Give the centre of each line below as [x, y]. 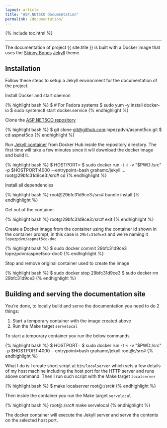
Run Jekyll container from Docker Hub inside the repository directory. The [81, 144]
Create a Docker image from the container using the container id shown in [81, 229]
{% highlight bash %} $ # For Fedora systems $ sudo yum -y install [74, 105]
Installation [23, 69]
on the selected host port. [32, 420]
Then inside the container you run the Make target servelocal [68, 396]
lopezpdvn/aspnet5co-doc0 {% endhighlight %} [55, 254]
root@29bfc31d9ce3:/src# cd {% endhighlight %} [56, 175]
